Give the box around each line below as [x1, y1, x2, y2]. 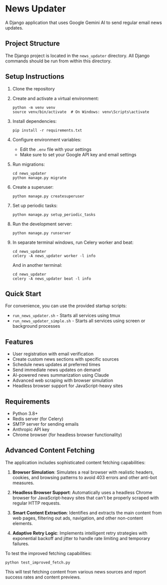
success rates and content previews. [5, 574, 81, 580]
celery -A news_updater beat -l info [12, 276, 91, 281]
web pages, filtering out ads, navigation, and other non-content [12, 515, 143, 521]
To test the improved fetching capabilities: [5, 550, 92, 556]
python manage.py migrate [12, 175, 66, 180]
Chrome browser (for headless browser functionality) [12, 432, 122, 438]
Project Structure [5, 39, 60, 48]
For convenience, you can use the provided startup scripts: [5, 303, 127, 309]
